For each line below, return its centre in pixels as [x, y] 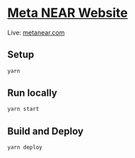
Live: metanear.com [36, 32]
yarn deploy [25, 147]
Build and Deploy [45, 131]
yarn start [23, 109]
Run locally [33, 93]
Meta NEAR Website [68, 13]
